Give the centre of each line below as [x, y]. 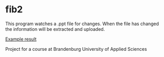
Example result [21, 39]
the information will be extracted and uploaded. [55, 29]
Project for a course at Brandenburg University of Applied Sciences [76, 49]
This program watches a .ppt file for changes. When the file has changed [82, 24]
